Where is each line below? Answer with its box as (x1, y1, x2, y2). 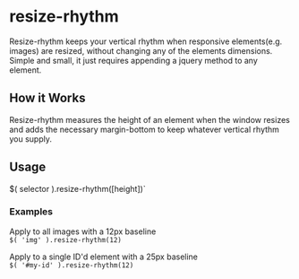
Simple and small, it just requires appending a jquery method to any (9, 55, 258, 65)
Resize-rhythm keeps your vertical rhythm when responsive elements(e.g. (9, 36, 283, 47)
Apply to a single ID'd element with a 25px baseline (9, 251, 199, 262)
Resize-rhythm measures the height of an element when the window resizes (9, 114, 291, 125)
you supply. (9, 133, 52, 144)
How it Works (9, 91, 86, 106)
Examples (9, 205, 54, 218)
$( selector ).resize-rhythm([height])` (9, 183, 146, 194)
